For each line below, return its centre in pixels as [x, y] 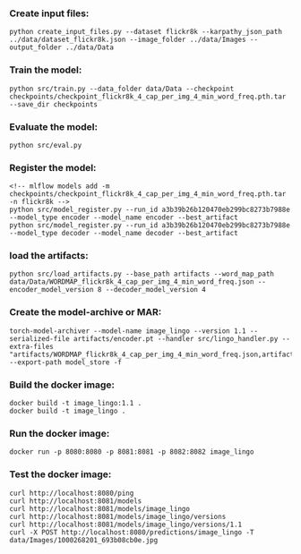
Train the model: [46, 70]
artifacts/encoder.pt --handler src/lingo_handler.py [176, 338]
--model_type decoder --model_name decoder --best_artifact [124, 234]
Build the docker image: [62, 385]
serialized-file [39, 338]
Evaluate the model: [54, 126]
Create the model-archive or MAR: [86, 312]
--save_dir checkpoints [54, 104]
